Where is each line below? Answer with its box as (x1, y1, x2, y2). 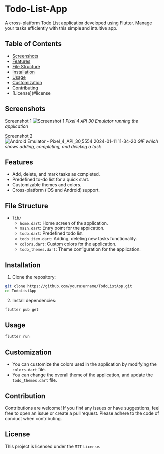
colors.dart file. (12, 367, 46, 373)
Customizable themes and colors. (12, 182, 82, 188)
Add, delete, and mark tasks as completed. (12, 171, 100, 177)
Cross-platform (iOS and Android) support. (12, 187, 100, 193)
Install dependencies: (12, 297, 57, 303)
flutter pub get (5, 307, 39, 312)
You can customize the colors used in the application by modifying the (12, 361, 157, 367)
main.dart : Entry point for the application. (19, 226, 105, 231)
